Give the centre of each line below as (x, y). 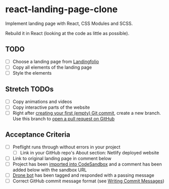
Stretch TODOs (30, 89)
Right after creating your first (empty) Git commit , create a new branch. (87, 113)
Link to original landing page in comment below (62, 158)
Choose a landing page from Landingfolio (56, 61)
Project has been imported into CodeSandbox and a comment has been (87, 164)
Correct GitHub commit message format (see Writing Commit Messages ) (88, 181)
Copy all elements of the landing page (52, 67)
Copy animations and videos (42, 101)
